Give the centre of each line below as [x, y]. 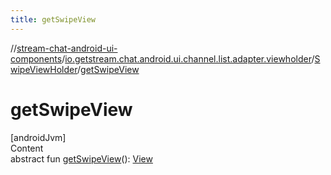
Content [27, 148]
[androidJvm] [38, 137]
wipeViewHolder [44, 69]
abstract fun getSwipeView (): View [81, 158]
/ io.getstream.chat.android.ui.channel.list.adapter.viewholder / [188, 58]
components [36, 58]
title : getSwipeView [53, 19]
